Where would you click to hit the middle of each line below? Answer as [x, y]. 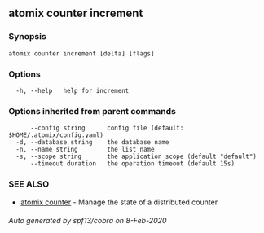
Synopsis [27, 37]
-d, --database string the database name [92, 143]
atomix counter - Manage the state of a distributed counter [119, 202]
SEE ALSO [29, 184]
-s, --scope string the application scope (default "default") [136, 157]
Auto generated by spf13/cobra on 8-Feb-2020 [88, 221]
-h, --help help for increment [73, 90]
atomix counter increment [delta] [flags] [81, 53]
